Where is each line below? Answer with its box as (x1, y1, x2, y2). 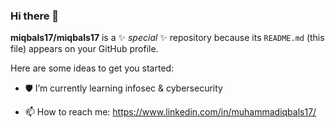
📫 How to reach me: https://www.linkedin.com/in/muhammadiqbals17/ (24, 106, 317, 118)
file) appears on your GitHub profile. (10, 43, 159, 55)
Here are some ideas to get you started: (10, 62, 175, 74)
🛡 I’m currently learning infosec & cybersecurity (24, 82, 223, 94)
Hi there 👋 (10, 9, 60, 23)
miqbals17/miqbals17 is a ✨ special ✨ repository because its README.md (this (10, 32, 325, 44)
